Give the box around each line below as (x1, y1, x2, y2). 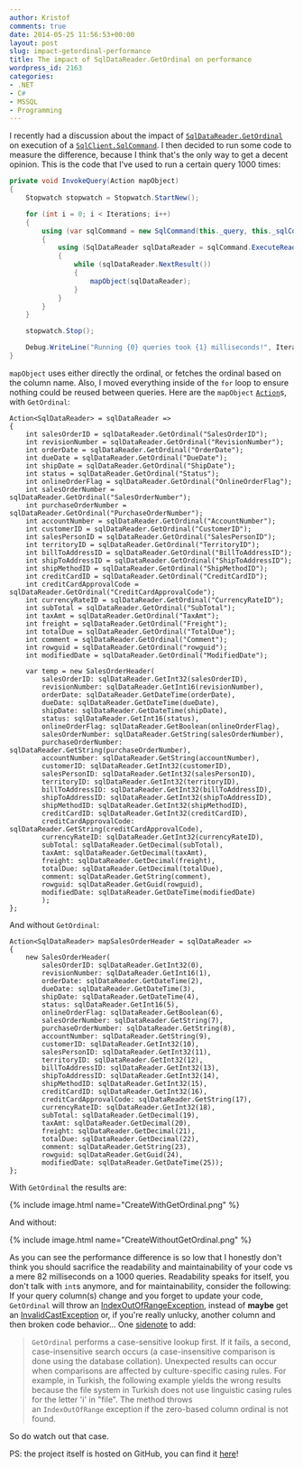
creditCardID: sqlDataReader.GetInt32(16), (41, 1087, 207, 1096)
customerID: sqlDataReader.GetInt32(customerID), (41, 761, 232, 770)
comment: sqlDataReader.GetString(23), (41, 1142, 192, 1151)
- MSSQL (9, 97, 39, 107)
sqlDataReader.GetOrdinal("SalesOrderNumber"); (9, 493, 192, 502)
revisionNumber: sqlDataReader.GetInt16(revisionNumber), (41, 683, 264, 692)
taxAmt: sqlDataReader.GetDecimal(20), (41, 1119, 192, 1128)
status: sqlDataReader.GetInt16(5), (41, 999, 179, 1009)
